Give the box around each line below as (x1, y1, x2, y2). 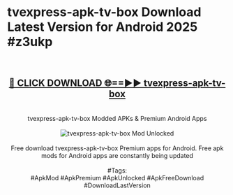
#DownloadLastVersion (83, 181, 151, 189)
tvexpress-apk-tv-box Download (7, 4, 202, 20)
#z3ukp (7, 34, 53, 50)
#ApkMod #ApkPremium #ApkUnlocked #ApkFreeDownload (30, 173, 204, 182)
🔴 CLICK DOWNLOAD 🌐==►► (8, 78, 142, 89)
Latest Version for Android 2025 (7, 19, 198, 35)
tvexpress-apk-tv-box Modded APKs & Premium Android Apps (27, 114, 207, 122)
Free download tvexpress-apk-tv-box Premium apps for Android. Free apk (10, 144, 224, 152)
